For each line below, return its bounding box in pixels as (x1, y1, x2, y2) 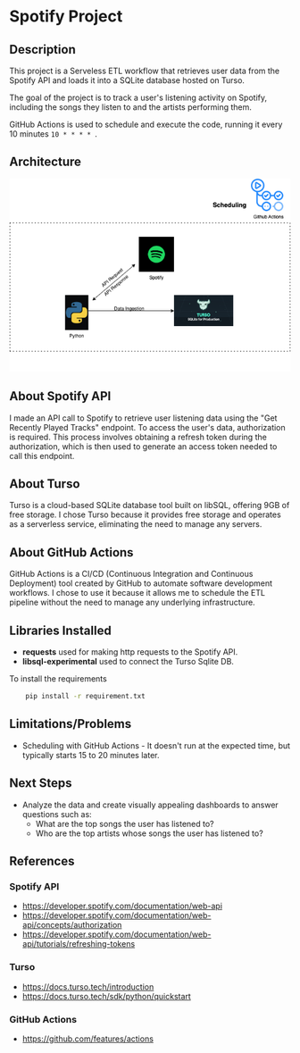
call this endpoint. (9, 450, 75, 461)
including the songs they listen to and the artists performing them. (9, 102, 253, 113)
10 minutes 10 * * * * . (9, 129, 98, 139)
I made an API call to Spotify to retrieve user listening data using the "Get (9, 413, 278, 423)
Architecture (9, 155, 82, 170)
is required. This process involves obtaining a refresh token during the (9, 431, 268, 442)
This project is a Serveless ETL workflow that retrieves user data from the (9, 65, 280, 76)
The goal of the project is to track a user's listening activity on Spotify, (9, 92, 268, 103)
